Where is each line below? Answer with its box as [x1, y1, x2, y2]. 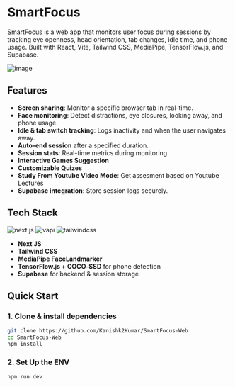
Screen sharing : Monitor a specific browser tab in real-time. [17, 103, 193, 112]
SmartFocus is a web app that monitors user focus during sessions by [7, 28, 211, 36]
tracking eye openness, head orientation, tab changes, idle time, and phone [7, 35, 228, 43]
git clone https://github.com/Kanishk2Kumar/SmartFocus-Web [7, 327, 189, 335]
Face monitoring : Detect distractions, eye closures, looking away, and [17, 111, 223, 119]
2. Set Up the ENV [7, 357, 70, 367]
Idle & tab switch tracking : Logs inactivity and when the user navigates [17, 125, 227, 135]
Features [7, 84, 47, 96]
